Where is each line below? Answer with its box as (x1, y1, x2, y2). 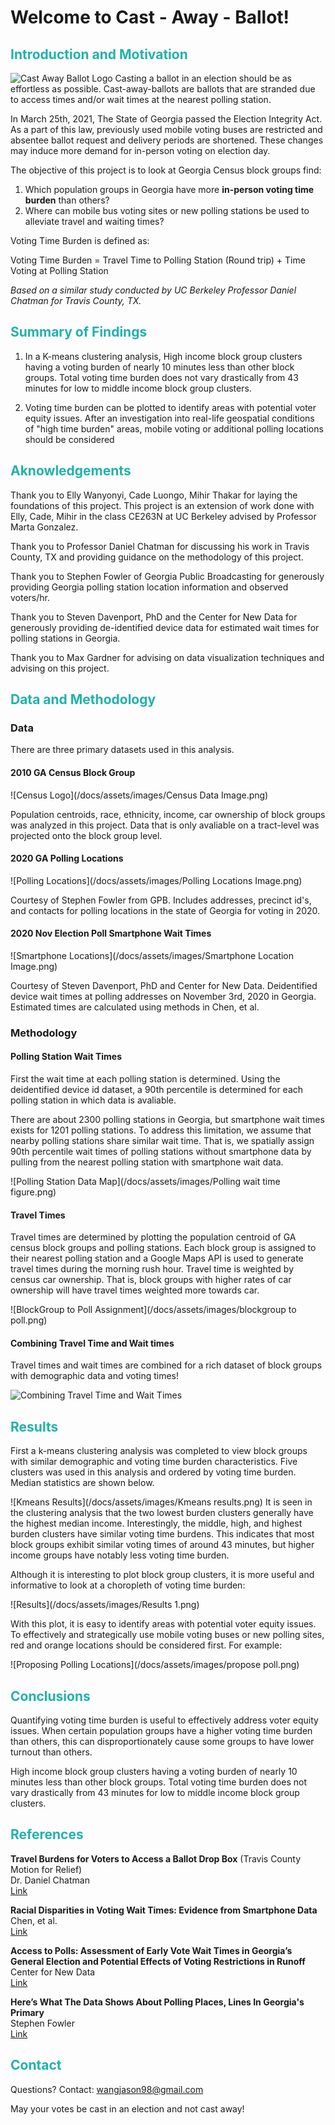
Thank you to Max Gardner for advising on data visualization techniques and (10, 651, 325, 663)
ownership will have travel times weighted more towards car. (10, 1284, 260, 1296)
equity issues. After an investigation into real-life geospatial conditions (24, 412, 315, 424)
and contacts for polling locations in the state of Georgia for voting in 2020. (10, 904, 321, 916)
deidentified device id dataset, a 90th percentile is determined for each (10, 1084, 304, 1096)
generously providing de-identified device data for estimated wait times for (10, 621, 320, 633)
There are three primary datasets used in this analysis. (10, 744, 235, 756)
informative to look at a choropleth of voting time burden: (10, 1579, 246, 1591)
